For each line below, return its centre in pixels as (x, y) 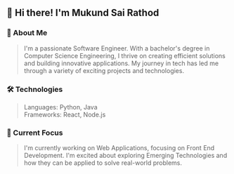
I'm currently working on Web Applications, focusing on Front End (119, 148)
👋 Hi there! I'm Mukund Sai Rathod (83, 13)
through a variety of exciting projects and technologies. (104, 70)
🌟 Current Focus (35, 133)
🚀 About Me (27, 33)
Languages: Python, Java (60, 107)
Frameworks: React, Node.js (65, 114)
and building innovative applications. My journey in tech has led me (121, 63)
